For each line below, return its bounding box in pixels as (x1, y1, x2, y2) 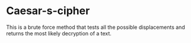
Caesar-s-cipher (6, 4, 90, 18)
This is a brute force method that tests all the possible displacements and (6, 24, 185, 31)
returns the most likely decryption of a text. (6, 29, 112, 37)
